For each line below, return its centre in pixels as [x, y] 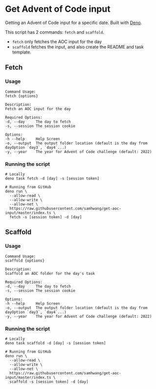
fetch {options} [22, 96]
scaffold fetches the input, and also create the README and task [78, 47]
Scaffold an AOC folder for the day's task [50, 273]
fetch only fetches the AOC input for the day [57, 41]
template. [22, 52]
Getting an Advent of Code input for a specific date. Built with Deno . [74, 23]
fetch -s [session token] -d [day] [46, 217]
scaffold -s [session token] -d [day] [49, 382]
